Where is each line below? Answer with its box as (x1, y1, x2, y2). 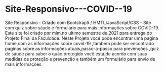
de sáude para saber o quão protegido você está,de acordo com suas (5, 50, 147, 57)
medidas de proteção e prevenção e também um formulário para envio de (5, 56, 156, 62)
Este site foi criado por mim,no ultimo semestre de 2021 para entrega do (5, 30, 152, 36)
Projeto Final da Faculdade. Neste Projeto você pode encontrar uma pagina (5, 35, 158, 41)
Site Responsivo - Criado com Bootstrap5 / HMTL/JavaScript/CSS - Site (5, 20, 152, 25)
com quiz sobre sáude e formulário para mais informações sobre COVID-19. (5, 24, 160, 30)
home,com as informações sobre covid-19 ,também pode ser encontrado (5, 40, 154, 46)
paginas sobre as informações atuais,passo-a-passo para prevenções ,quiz (5, 46, 159, 51)
